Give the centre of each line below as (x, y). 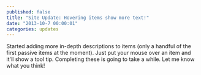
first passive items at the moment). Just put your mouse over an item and (99, 53)
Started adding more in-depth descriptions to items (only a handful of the (99, 46)
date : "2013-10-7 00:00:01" (42, 23)
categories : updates (33, 29)
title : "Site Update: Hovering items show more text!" (78, 18)
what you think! (26, 66)
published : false (28, 12)
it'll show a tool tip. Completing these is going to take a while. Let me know (100, 59)
